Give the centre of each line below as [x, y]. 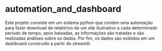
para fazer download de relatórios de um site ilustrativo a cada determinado [81, 27]
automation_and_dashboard [63, 9]
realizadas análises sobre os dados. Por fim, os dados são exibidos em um [80, 38]
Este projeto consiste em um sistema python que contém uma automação [79, 23]
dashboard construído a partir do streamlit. [48, 43]
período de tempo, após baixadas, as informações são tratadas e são [75, 33]
